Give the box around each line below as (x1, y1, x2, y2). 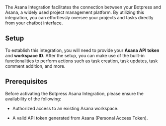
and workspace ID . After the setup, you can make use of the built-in (5, 52, 145, 58)
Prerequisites (5, 78, 48, 86)
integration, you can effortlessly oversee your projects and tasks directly (5, 15, 154, 20)
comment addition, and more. (5, 63, 66, 69)
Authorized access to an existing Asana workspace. (12, 105, 119, 111)
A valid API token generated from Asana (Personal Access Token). (12, 115, 148, 121)
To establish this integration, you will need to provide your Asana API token (5, 47, 160, 53)
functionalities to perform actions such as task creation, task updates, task (5, 58, 158, 64)
